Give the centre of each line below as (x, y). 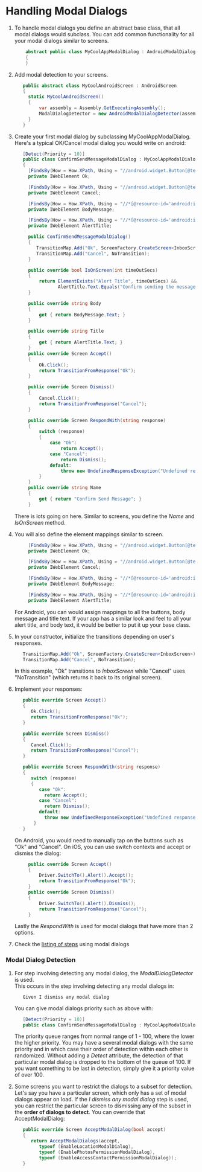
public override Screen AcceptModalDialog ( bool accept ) (94, 1130)
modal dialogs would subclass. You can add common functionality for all (104, 34)
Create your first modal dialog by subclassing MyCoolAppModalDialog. (103, 136)
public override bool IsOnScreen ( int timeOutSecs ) (93, 270)
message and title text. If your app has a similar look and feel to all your (103, 618)
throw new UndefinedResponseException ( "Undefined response (120, 818)
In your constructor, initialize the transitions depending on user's (94, 636)
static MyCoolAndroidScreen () (66, 97)
